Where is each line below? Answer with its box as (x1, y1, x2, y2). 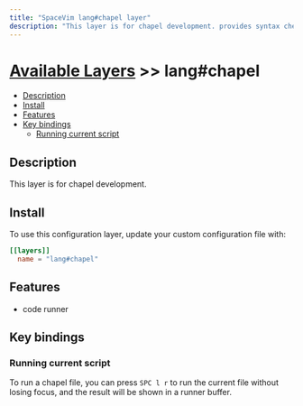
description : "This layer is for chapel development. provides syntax (9, 22, 280, 31)
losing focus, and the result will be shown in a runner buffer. (9, 387, 233, 398)
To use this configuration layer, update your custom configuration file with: (9, 229, 287, 240)
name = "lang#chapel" (17, 254, 99, 263)
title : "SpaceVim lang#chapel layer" (9, 13, 151, 23)
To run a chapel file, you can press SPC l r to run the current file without (9, 377, 280, 388)
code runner (22, 303, 69, 314)
